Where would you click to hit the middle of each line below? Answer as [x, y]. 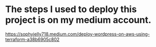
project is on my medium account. [78, 20]
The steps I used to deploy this [71, 9]
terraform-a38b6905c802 [32, 39]
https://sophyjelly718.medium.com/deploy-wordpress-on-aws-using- [78, 34]
